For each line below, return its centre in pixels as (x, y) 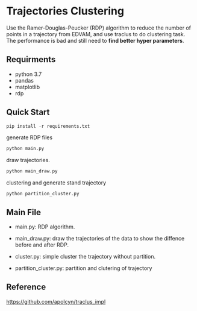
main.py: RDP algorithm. (45, 227)
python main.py (25, 149)
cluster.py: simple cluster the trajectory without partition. (85, 256)
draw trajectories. (28, 160)
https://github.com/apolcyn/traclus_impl (56, 301)
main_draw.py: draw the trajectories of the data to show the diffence (100, 238)
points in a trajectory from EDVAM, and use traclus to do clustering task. (96, 34)
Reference (26, 287)
